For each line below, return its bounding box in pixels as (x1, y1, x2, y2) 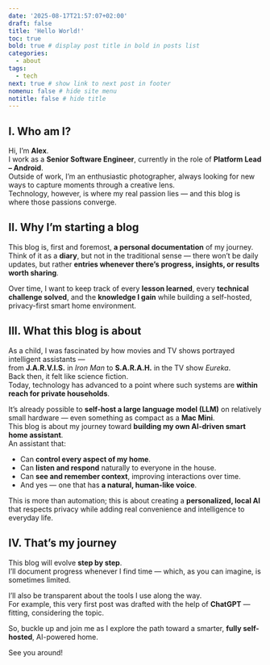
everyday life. (8, 512, 54, 522)
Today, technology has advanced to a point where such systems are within (8, 380, 258, 389)
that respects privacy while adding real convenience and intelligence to (8, 504, 245, 514)
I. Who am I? (8, 124, 71, 138)
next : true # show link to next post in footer (8, 79, 172, 87)
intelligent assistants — (8, 354, 85, 364)
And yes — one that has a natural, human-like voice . (19, 480, 197, 490)
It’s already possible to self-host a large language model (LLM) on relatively (8, 404, 262, 414)
